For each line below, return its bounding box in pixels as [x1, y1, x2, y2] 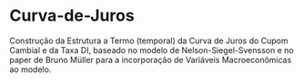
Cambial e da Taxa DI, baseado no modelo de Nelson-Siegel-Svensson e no [9, 44, 294, 55]
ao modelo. [9, 64, 52, 75]
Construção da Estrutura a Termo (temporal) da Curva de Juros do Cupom [9, 35, 288, 46]
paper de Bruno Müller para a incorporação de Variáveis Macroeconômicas [9, 54, 292, 65]
